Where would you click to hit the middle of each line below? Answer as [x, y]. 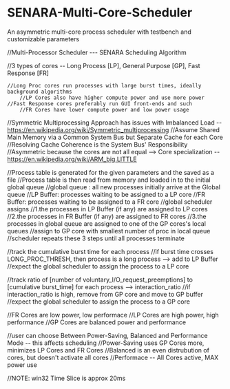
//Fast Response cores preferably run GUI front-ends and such [100, 104]
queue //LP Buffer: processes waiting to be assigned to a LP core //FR [106, 194]
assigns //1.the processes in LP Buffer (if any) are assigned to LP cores [107, 209]
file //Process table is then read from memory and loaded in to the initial [109, 180]
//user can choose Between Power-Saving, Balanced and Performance [107, 335]
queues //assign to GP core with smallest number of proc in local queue [109, 231]
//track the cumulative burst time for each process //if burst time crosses [110, 251]
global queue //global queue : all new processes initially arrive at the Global [114, 187]
